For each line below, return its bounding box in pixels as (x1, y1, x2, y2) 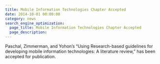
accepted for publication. (5, 54, 56, 59)
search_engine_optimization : (5, 21, 65, 26)
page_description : (9, 30, 48, 35)
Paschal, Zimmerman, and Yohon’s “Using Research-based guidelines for (5, 43, 153, 49)
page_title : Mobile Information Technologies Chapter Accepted (9, 25, 141, 30)
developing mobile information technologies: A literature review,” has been (5, 48, 156, 54)
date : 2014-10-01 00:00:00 (5, 12, 60, 17)
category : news (5, 16, 36, 21)
